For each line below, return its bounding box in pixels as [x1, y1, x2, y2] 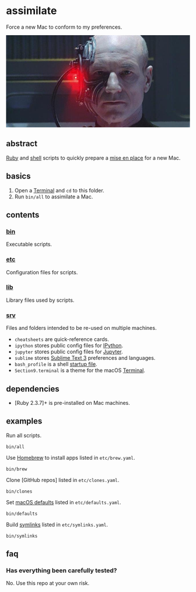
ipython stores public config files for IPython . [14, 342, 124, 349]
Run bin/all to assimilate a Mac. [14, 193, 93, 200]
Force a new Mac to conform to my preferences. [6, 23, 123, 30]
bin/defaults [6, 511, 38, 517]
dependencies [6, 384, 60, 394]
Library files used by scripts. [6, 297, 75, 304]
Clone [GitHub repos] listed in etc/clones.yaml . [6, 476, 120, 483]
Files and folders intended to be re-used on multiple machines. [6, 325, 157, 332]
